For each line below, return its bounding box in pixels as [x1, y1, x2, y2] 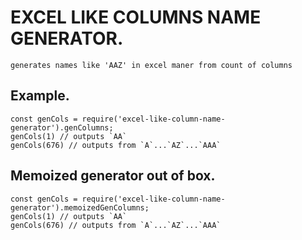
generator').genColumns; [10, 122, 114, 133]
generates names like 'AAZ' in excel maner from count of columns [10, 60, 293, 70]
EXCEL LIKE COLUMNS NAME [10, 6, 262, 29]
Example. [10, 87, 70, 105]
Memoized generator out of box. [10, 167, 216, 185]
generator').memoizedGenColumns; [10, 202, 150, 213]
